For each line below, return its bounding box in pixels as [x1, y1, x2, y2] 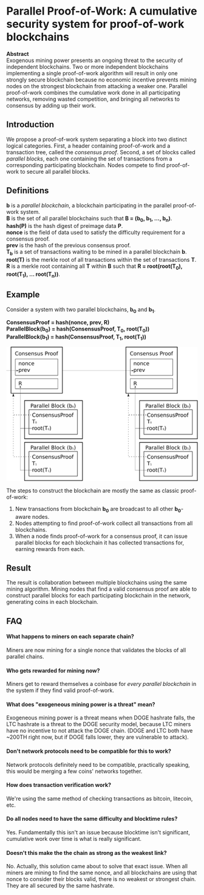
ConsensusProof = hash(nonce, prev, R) [6, 319, 110, 326]
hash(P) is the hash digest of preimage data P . [6, 222, 123, 230]
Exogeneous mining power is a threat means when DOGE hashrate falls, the [6, 714, 195, 721]
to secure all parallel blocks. [20, 168, 90, 175]
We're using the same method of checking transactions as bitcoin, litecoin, [6, 795, 193, 802]
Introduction [6, 120, 55, 130]
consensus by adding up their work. [6, 101, 96, 109]
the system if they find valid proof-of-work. [6, 687, 114, 694]
